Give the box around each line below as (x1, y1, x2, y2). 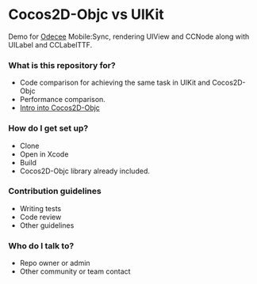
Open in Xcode (19, 149, 69, 159)
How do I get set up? (8, 123, 89, 134)
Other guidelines (19, 220, 75, 230)
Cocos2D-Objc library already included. (19, 166, 151, 176)
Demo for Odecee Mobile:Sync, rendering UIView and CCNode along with (8, 32, 250, 41)
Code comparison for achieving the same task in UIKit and (19, 78, 211, 88)
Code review (19, 212, 62, 222)
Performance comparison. (19, 95, 105, 104)
